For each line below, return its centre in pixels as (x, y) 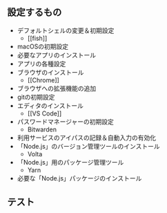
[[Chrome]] (43, 80)
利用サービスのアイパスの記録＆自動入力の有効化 (87, 138)
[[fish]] (37, 38)
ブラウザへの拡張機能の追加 (57, 88)
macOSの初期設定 (43, 46)
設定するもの (35, 12)
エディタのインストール (50, 105)
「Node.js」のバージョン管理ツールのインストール (88, 146)
